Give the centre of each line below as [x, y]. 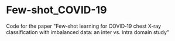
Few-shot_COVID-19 [56, 10]
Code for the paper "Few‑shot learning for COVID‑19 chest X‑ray [84, 26]
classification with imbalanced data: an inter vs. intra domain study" [88, 32]
